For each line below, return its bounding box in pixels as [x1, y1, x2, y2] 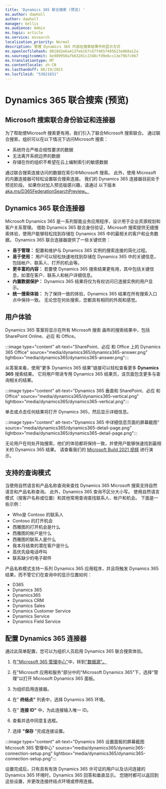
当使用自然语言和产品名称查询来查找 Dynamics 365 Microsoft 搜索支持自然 [5, 483, 158, 489]
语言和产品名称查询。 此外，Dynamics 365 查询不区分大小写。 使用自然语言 [5, 489, 160, 495]
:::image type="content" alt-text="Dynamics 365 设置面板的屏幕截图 [5, 739, 145, 745]
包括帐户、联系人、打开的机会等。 [12, 260, 82, 266]
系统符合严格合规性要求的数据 [12, 147, 73, 153]
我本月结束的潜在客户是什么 [12, 543, 69, 549]
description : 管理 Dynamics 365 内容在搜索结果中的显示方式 [5, 44, 120, 49]
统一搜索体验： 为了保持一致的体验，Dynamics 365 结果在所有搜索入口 [12, 290, 158, 296]
